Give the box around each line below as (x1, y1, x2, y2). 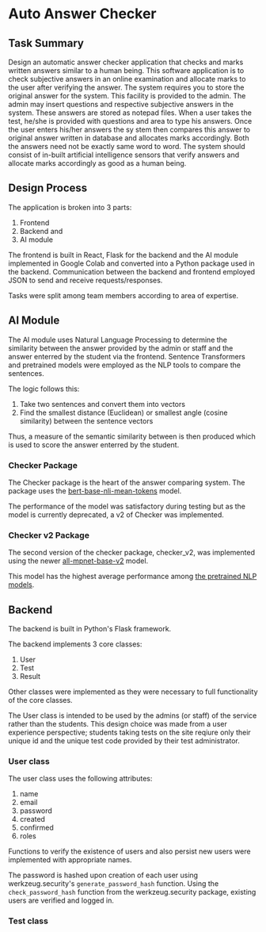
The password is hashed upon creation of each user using (8, 870, 199, 880)
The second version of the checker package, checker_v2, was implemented (8, 548, 256, 558)
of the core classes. (8, 696, 73, 705)
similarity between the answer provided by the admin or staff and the (8, 343, 234, 353)
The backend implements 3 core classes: (8, 639, 142, 649)
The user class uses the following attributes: (8, 774, 153, 784)
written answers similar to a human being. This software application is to (8, 66, 245, 75)
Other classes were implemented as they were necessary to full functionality (8, 687, 259, 696)
